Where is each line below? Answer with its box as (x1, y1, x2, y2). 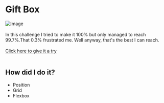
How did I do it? (5, 68, 55, 77)
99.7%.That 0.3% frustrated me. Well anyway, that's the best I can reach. (5, 37, 159, 43)
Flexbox (12, 92, 30, 98)
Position (12, 81, 30, 88)
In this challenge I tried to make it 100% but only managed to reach (5, 31, 146, 37)
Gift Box (5, 4, 40, 15)
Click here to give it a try (5, 48, 57, 54)
